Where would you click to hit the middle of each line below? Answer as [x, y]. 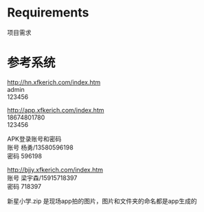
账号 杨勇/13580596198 [40, 147]
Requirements [48, 13]
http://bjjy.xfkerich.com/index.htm [55, 169]
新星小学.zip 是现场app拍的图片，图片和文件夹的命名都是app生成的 [102, 201]
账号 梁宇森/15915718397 [42, 178]
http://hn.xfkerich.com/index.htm [54, 82]
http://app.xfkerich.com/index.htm [56, 110]
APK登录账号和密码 [34, 139]
